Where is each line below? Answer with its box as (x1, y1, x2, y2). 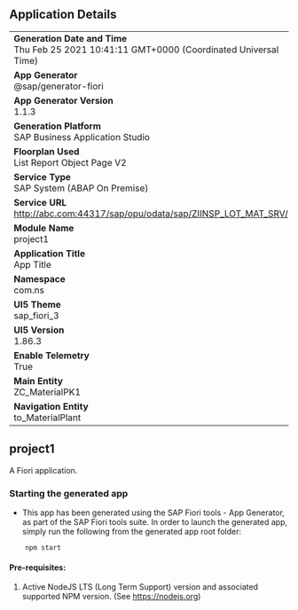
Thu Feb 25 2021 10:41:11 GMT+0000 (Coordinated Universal (13, 43, 279, 56)
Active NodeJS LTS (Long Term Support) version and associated (21, 582, 259, 592)
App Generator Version (13, 94, 114, 106)
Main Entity (13, 374, 64, 387)
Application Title (13, 247, 86, 260)
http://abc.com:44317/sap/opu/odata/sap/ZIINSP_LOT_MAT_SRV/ (13, 207, 288, 220)
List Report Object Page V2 (13, 156, 127, 168)
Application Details (9, 7, 117, 22)
